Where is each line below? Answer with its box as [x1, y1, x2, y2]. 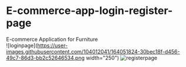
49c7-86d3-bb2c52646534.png [6, 54, 85, 61]
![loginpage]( [6, 42, 38, 49]
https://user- [37, 42, 68, 49]
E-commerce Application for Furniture [6, 36, 98, 43]
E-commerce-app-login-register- [6, 4, 173, 17]
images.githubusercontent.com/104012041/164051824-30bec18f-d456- [6, 48, 180, 55]
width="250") [85, 54, 119, 61]
